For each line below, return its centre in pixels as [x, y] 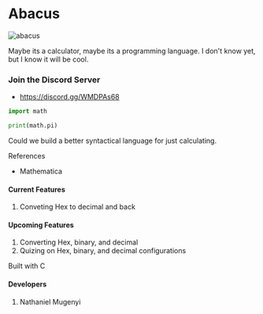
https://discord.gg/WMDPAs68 [69, 97]
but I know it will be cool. [48, 59]
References [27, 155]
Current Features [37, 189]
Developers [28, 284]
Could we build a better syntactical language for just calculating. [113, 140]
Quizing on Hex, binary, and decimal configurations [103, 251]
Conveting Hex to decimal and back [78, 207]
